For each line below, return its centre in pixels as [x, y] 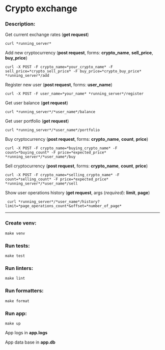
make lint [15, 279]
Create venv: [21, 223]
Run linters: [19, 268]
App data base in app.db [30, 342]
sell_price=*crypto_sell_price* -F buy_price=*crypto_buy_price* [73, 71]
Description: [20, 24]
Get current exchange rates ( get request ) [47, 34]
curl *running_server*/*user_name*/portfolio [52, 130]
